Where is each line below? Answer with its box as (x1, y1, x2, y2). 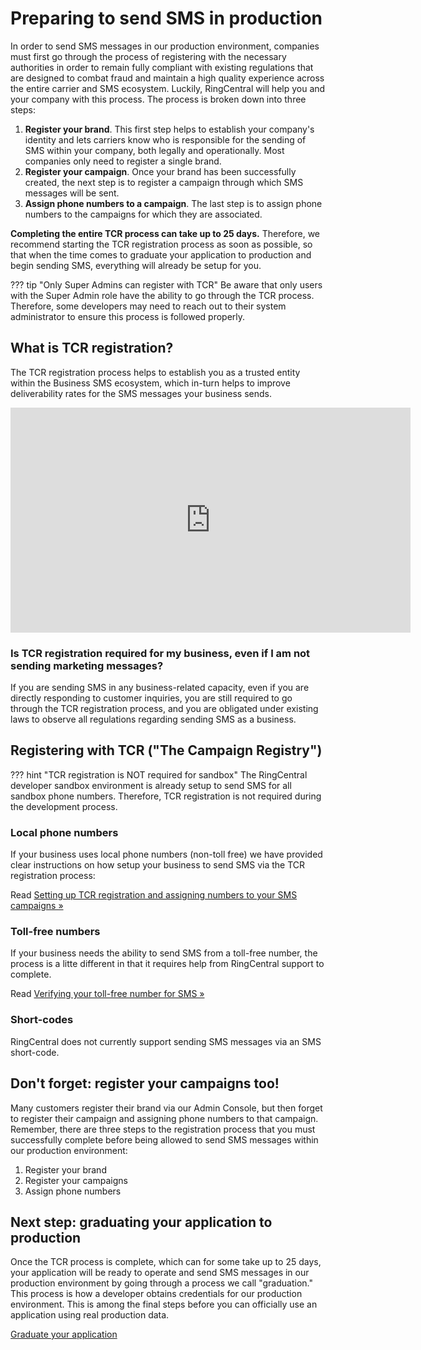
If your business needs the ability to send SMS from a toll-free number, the (10, 947, 318, 959)
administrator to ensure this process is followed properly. (10, 310, 246, 322)
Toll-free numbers (10, 925, 101, 939)
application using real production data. (10, 1309, 170, 1321)
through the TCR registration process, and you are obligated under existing (10, 703, 319, 715)
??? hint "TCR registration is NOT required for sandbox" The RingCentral (10, 768, 308, 781)
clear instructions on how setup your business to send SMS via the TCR (10, 859, 306, 871)
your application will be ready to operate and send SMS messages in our (10, 1267, 310, 1279)
